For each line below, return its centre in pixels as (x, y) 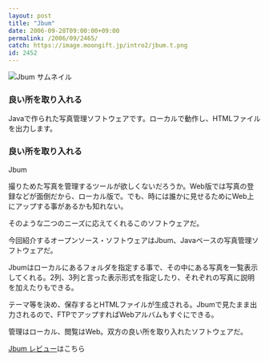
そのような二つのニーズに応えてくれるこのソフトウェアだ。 (106, 223)
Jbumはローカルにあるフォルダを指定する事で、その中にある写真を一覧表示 (133, 267)
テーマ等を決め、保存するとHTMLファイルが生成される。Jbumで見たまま (129, 304)
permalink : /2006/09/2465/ (53, 38)
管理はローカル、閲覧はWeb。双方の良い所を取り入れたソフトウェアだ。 (128, 331)
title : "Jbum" (32, 23)
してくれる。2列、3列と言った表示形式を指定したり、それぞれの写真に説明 (131, 277)
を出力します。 (33, 128)
